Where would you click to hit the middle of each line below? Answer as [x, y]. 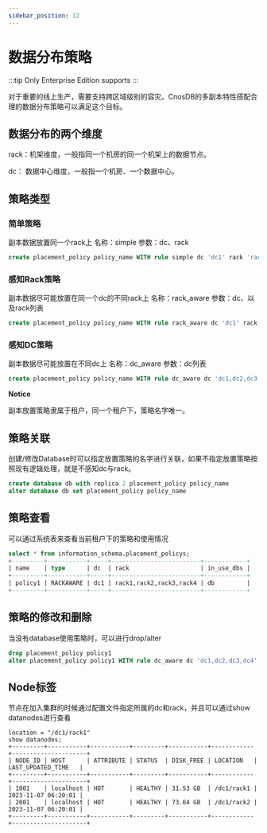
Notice [19, 394]
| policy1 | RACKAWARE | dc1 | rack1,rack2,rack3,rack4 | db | [129, 583]
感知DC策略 [31, 345]
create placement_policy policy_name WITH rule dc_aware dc [110, 379]
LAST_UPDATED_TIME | [46, 768]
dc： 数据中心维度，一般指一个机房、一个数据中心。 [93, 171]
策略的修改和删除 [50, 617]
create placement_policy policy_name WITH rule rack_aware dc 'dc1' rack [133, 323]
